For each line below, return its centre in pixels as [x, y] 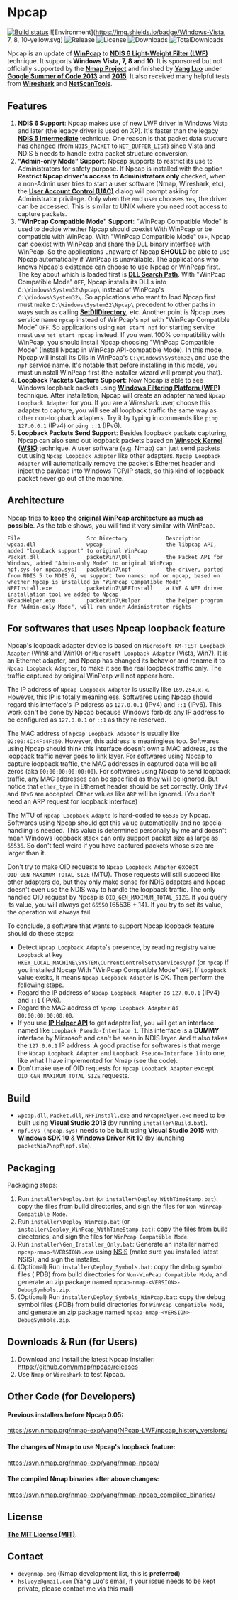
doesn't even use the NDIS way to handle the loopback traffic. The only [112, 890]
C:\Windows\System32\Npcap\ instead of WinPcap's [91, 289]
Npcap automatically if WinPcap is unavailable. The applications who [118, 259]
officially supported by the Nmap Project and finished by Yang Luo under [114, 68]
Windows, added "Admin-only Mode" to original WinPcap [90, 563]
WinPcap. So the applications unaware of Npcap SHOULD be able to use [124, 251]
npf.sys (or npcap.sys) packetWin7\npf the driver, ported [115, 570]
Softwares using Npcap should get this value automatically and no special [115, 823]
